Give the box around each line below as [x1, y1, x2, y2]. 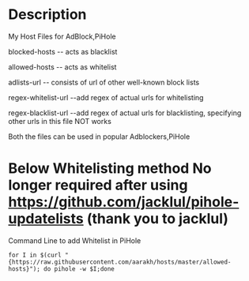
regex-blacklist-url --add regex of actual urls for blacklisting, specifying [8, 108, 242, 118]
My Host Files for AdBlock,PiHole [8, 32, 116, 41]
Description [8, 6, 87, 24]
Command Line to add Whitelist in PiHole [8, 235, 141, 245]
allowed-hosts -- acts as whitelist [8, 62, 117, 72]
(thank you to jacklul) [86, 210, 229, 228]
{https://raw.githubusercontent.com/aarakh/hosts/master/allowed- [8, 258, 232, 266]
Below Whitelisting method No [8, 159, 212, 178]
